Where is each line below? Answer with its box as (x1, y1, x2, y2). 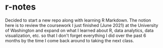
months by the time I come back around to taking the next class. (5, 37, 134, 43)
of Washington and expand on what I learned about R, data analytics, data (5, 27, 154, 33)
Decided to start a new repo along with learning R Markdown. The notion (5, 17, 151, 23)
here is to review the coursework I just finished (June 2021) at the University (5, 22, 159, 28)
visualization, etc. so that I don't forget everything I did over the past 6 (5, 33, 146, 38)
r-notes (5, 1, 36, 12)
